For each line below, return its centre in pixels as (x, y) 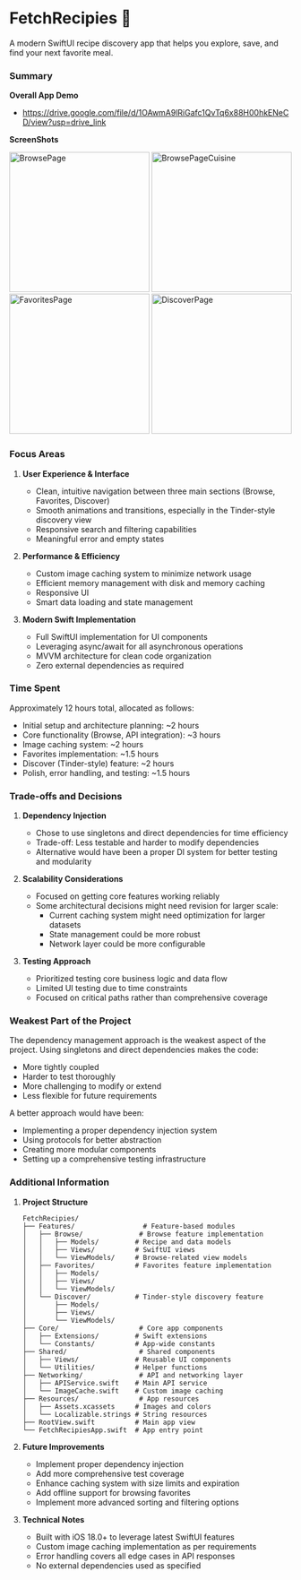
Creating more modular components (89, 1150)
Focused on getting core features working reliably (128, 896)
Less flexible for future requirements (90, 1096)
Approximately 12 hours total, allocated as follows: (102, 708)
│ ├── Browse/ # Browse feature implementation (143, 1234)
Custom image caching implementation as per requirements (146, 1546)
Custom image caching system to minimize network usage (144, 574)
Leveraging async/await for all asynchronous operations (139, 646)
